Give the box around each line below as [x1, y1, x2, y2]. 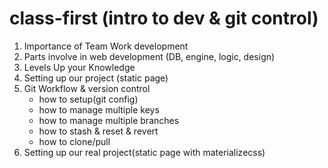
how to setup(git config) [38, 93, 139, 105]
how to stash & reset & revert [38, 125, 159, 137]
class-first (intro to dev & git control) [9, 7, 319, 30]
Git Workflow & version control [23, 82, 151, 94]
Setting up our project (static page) [23, 72, 169, 84]
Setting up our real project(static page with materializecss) [23, 146, 266, 158]
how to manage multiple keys [38, 103, 160, 116]
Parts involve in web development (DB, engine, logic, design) [23, 50, 276, 62]
